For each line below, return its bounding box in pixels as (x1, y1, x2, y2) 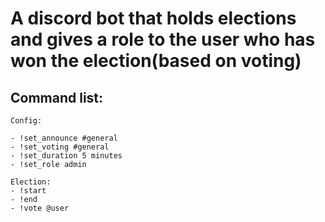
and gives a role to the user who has (10, 28, 316, 51)
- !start (10, 186, 47, 196)
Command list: (10, 89, 104, 106)
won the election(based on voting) (10, 50, 302, 72)
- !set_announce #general (10, 133, 118, 143)
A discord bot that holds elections (10, 7, 297, 30)
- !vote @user (10, 203, 70, 213)
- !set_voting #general (10, 142, 110, 152)
